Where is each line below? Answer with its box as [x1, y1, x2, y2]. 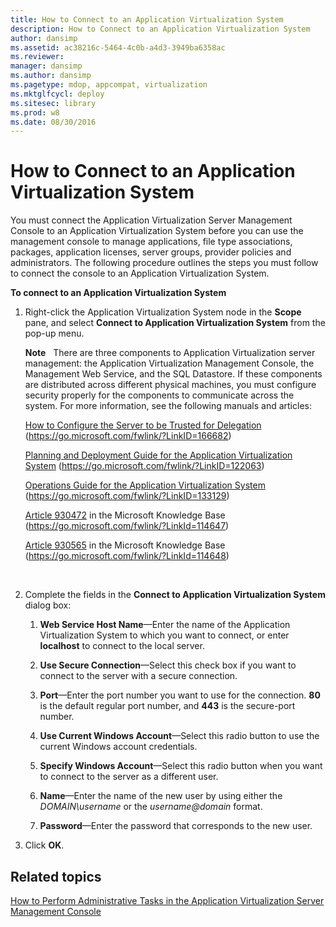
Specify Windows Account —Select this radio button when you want [39, 760, 323, 772]
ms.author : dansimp [10, 71, 92, 81]
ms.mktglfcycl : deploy [10, 89, 105, 99]
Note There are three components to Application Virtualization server [24, 347, 316, 359]
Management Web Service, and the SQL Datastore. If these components [24, 368, 323, 380]
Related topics [10, 868, 102, 885]
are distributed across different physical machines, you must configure [24, 379, 317, 391]
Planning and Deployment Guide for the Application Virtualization [24, 449, 293, 461]
